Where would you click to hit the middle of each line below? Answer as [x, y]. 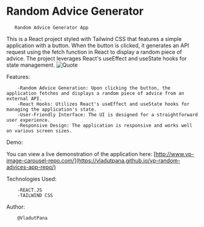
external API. [24, 99]
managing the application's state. [52, 109]
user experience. [28, 120]
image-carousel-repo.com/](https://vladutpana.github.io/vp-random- [93, 160]
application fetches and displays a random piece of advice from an [95, 93]
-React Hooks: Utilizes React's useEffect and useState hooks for [104, 104]
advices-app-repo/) [31, 167]
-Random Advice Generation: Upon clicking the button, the [94, 88]
